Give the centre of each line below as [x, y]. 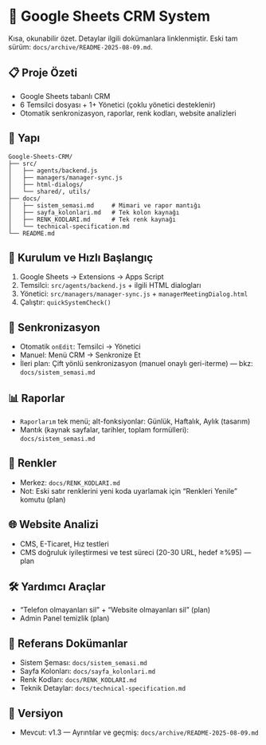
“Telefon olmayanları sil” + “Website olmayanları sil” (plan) [115, 610]
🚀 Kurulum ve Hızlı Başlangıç [81, 257]
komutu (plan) [43, 499]
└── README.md [32, 233]
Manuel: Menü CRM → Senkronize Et [80, 355]
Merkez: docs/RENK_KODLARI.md [70, 483]
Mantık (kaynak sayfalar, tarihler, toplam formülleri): [104, 430]
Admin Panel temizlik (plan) [65, 618]
